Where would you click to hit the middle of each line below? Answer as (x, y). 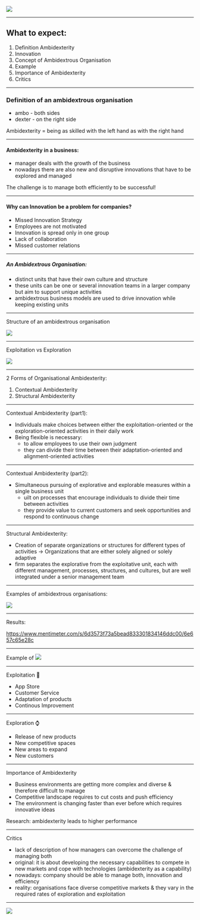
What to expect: (37, 33)
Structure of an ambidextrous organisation (58, 322)
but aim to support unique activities (58, 292)
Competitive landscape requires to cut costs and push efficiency (94, 797)
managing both (33, 856)
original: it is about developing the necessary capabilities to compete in (102, 862)
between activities (46, 504)
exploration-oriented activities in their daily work (74, 431)
